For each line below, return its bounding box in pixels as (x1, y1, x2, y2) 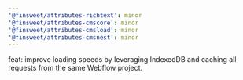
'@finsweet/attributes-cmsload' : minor (8, 26, 139, 34)
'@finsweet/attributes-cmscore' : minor (8, 19, 139, 27)
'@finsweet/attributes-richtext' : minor (8, 11, 143, 20)
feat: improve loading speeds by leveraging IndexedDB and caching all (8, 55, 237, 64)
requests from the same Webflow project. (8, 64, 143, 73)
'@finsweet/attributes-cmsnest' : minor (8, 33, 139, 42)
